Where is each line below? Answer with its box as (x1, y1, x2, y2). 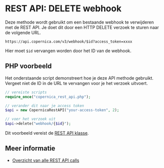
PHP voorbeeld (5, 62, 52, 70)
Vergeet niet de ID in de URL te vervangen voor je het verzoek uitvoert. (5, 80, 148, 86)
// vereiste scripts (5, 89, 47, 95)
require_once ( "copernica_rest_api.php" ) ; (5, 94, 91, 99)
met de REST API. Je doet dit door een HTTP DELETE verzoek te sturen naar (5, 24, 159, 30)
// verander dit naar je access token (5, 103, 84, 108)
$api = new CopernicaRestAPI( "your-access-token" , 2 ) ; (5, 108, 119, 113)
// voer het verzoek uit (5, 116, 56, 122)
